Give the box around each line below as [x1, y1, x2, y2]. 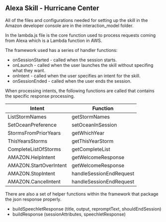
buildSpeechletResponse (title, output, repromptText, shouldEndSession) [12, 206, 162, 212]
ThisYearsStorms [7, 137, 48, 144]
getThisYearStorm [72, 137, 114, 144]
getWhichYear [72, 129, 104, 136]
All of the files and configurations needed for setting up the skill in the [5, 17, 148, 23]
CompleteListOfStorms [7, 146, 61, 153]
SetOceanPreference [7, 121, 57, 128]
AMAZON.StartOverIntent [7, 162, 67, 169]
